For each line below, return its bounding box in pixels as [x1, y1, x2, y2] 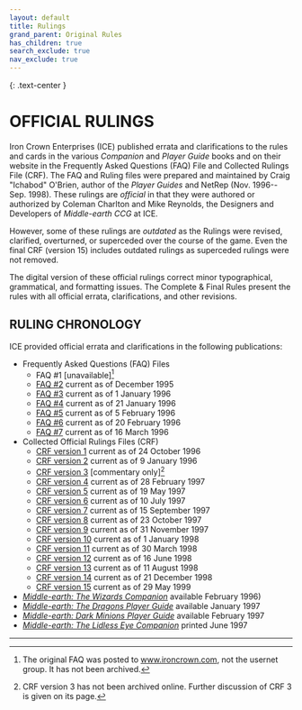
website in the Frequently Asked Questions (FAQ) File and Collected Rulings [9, 159, 289, 171]
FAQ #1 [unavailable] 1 [35, 368, 115, 380]
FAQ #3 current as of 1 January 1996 [35, 388, 172, 399]
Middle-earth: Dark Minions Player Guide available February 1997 [22, 610, 265, 622]
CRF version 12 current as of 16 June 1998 [35, 553, 192, 564]
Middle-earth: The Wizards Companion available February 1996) [22, 591, 262, 602]
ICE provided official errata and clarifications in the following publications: [9, 341, 283, 351]
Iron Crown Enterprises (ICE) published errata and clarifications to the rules [9, 141, 289, 151]
